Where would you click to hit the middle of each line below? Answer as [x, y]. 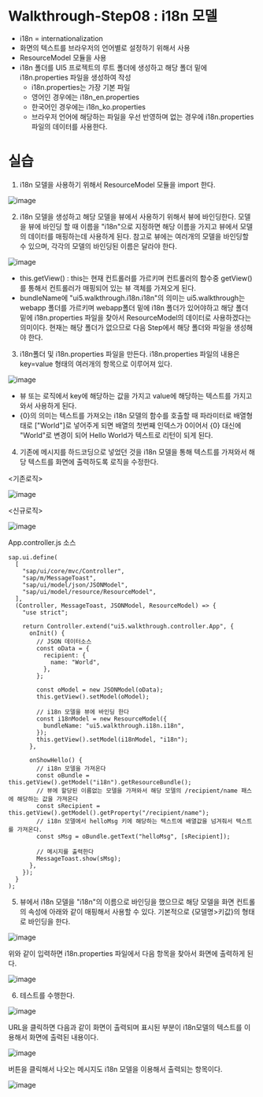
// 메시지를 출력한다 [65, 851]
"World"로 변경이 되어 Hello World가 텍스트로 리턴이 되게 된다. [116, 435]
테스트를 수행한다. [47, 995]
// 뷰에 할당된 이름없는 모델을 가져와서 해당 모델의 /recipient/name [137, 791]
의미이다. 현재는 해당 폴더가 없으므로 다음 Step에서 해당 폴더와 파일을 [126, 327]
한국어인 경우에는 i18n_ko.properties [88, 106]
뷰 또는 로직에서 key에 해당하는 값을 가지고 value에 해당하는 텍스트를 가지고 [136, 395]
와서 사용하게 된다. [48, 406]
